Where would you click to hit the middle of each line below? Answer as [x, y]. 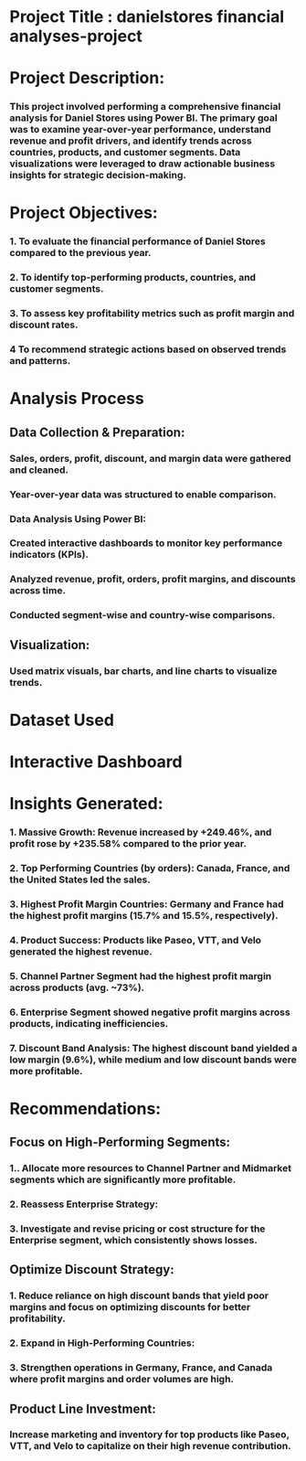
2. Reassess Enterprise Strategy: [84, 1204]
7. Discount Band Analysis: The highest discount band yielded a [153, 1048]
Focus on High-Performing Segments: [120, 1142]
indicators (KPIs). [49, 555]
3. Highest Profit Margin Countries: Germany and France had [147, 904]
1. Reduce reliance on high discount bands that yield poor [139, 1296]
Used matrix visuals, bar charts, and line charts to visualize [143, 671]
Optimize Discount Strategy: [92, 1269]
